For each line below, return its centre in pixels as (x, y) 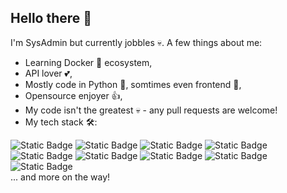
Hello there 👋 (51, 18)
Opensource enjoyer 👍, (73, 95)
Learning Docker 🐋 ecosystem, (88, 62)
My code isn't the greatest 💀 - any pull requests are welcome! (151, 110)
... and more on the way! (60, 177)
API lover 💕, (48, 73)
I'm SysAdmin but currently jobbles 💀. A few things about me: (136, 42)
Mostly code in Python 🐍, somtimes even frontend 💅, (133, 84)
